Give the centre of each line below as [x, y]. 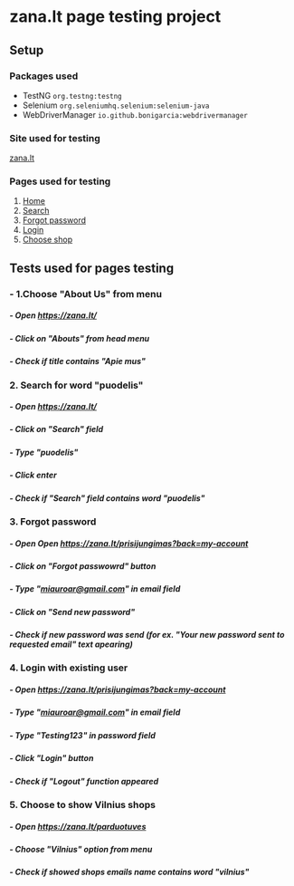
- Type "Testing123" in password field [83, 735]
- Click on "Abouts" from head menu [80, 338]
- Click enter [33, 475]
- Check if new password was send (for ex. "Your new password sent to [147, 635]
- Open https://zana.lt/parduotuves [78, 826]
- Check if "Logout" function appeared [84, 781]
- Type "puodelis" [44, 452]
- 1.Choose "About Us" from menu [86, 294]
